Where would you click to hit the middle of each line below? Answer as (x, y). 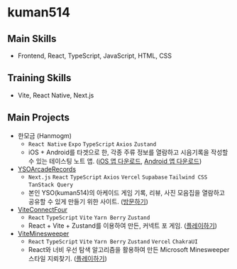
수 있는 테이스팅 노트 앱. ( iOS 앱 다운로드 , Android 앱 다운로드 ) (115, 161)
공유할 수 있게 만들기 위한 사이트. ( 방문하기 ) (88, 201)
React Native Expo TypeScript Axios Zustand (92, 144)
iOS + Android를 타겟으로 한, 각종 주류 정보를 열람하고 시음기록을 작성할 (128, 152)
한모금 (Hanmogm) (45, 135)
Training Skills (39, 78)
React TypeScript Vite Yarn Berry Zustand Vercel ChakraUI (113, 242)
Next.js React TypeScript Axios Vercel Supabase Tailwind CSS (118, 177)
